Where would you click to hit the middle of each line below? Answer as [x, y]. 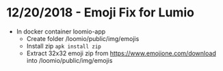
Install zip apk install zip [64, 46]
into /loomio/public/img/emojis [69, 60]
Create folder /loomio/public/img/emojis [83, 38]
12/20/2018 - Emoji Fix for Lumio [100, 13]
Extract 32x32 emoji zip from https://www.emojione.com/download [121, 53]
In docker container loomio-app [61, 31]
